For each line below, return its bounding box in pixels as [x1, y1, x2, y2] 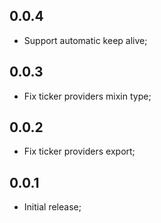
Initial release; [23, 201, 82, 213]
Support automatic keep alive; [23, 34, 148, 46]
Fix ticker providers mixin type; [23, 90, 152, 102]
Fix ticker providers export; [23, 145, 136, 158]
